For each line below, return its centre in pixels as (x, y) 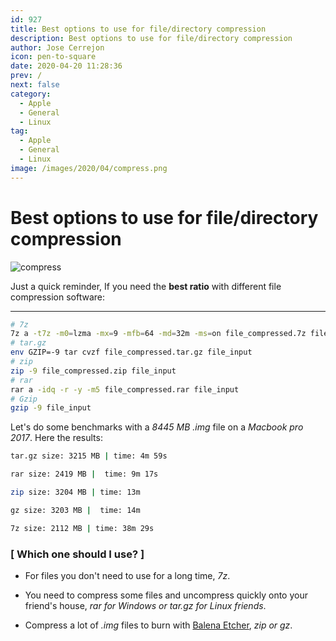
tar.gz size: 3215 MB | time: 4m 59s (89, 456)
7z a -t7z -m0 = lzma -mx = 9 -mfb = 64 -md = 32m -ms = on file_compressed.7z (158, 334)
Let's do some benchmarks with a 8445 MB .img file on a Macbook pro (157, 427)
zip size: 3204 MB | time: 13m (75, 492)
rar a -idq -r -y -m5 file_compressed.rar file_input (125, 389)
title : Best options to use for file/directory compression (138, 29)
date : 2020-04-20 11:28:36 (66, 66)
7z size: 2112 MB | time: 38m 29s (82, 528)
